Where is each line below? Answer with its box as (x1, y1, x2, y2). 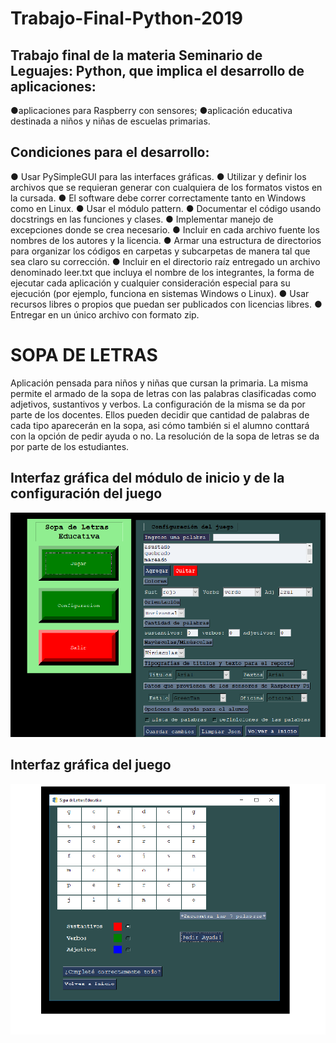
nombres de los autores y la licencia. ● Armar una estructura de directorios (10, 234, 322, 246)
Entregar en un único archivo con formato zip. (10, 308, 200, 321)
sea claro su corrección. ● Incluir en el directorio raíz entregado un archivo (10, 255, 321, 267)
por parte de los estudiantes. (10, 440, 130, 452)
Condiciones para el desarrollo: (10, 144, 210, 161)
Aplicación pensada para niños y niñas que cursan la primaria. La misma (10, 377, 309, 389)
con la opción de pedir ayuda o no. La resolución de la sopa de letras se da (10, 430, 320, 442)
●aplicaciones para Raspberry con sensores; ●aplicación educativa (10, 105, 293, 116)
